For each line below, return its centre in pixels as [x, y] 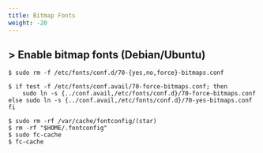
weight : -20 [28, 23]
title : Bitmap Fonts [42, 15]
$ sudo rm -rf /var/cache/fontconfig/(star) [83, 121]
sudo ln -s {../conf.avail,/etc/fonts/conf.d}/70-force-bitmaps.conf [139, 94]
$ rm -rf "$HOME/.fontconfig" [58, 128]
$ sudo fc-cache [35, 135]
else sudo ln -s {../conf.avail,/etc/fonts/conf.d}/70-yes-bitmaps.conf [130, 101]
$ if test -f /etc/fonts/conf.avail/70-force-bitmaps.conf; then [118, 87]
